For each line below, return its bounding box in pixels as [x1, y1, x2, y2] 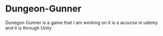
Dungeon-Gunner [5, 3, 81, 14]
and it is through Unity [5, 24, 52, 30]
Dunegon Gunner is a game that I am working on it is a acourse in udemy [5, 19, 158, 25]
